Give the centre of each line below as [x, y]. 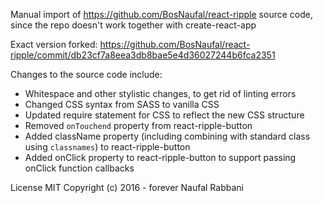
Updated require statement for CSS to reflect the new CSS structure [164, 115]
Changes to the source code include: [86, 74]
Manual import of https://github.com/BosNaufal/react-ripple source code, [161, 14]
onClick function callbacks [79, 168]
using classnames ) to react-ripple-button [107, 147]
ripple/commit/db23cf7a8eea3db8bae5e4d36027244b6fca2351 [143, 55]
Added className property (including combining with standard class [167, 136]
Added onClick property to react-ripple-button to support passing [160, 157]
